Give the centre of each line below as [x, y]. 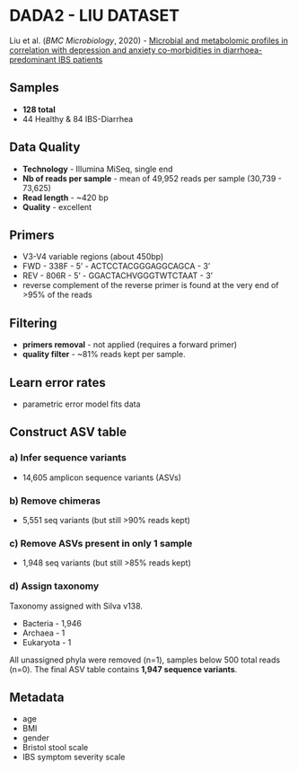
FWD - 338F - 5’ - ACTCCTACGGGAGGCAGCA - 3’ [116, 267]
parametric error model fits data [81, 404]
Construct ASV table [68, 432]
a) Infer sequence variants [68, 458]
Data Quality [45, 148]
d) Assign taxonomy [54, 586]
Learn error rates [57, 382]
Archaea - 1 [44, 633]
